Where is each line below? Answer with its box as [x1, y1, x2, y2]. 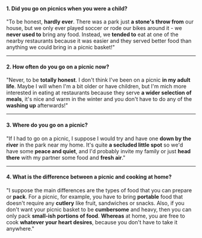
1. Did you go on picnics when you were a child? [6, 5, 128, 12]
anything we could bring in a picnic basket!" [6, 44, 115, 51]
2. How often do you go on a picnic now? [6, 63, 109, 70]
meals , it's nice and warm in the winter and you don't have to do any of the [6, 96, 192, 103]
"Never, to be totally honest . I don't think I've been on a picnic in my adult [6, 76, 191, 84]
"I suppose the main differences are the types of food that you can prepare [6, 186, 192, 194]
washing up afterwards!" [6, 102, 69, 109]
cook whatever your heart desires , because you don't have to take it [6, 218, 178, 225]
